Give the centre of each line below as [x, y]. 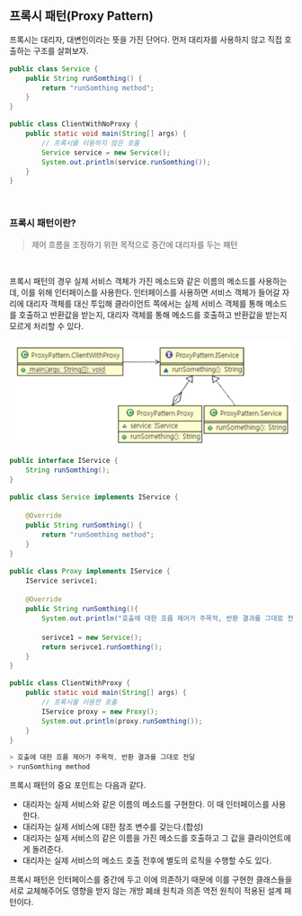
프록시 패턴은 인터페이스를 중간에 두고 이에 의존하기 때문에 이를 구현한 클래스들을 [151, 880]
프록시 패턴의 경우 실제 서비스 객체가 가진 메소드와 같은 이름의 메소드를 [133, 280]
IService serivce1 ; [62, 581]
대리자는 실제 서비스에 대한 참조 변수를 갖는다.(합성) [113, 827]
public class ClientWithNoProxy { [74, 124]
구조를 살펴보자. [61, 50]
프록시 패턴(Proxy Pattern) [82, 16]
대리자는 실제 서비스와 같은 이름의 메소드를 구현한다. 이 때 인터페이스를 [146, 805]
